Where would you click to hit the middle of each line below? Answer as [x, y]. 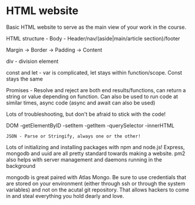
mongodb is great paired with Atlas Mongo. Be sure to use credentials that [96, 177]
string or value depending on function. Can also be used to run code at [92, 96]
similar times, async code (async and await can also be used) [81, 103]
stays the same [24, 79]
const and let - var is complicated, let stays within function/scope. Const [94, 72]
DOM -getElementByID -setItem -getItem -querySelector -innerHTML [90, 125]
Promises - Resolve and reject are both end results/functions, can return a [96, 90]
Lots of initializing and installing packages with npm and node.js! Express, [95, 147]
